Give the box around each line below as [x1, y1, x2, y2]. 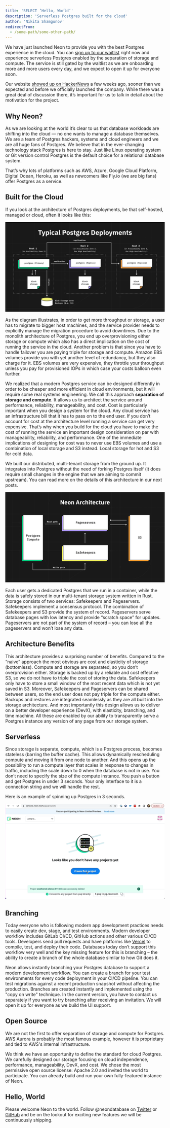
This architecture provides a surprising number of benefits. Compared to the [5, 653, 164, 659]
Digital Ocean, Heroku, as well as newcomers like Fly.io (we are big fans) [5, 173, 157, 179]
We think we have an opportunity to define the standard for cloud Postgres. [5, 1051, 162, 1057]
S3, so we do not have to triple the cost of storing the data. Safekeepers [5, 675, 155, 681]
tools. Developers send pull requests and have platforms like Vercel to [5, 938, 151, 944]
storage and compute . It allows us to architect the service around [5, 397, 143, 403]
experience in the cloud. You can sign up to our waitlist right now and [5, 50, 150, 56]
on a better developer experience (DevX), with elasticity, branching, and [5, 707, 155, 713]
